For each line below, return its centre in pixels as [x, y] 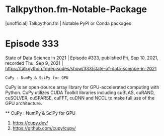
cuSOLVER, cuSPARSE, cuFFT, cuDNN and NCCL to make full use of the [80, 98]
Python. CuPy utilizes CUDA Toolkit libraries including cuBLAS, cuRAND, [80, 93]
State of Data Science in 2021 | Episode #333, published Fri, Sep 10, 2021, [82, 58]
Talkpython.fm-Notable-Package [76, 9]
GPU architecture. [24, 103]
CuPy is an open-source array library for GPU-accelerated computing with [82, 87]
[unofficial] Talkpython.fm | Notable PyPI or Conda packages [68, 23]
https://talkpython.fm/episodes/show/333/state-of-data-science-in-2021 [81, 68]
